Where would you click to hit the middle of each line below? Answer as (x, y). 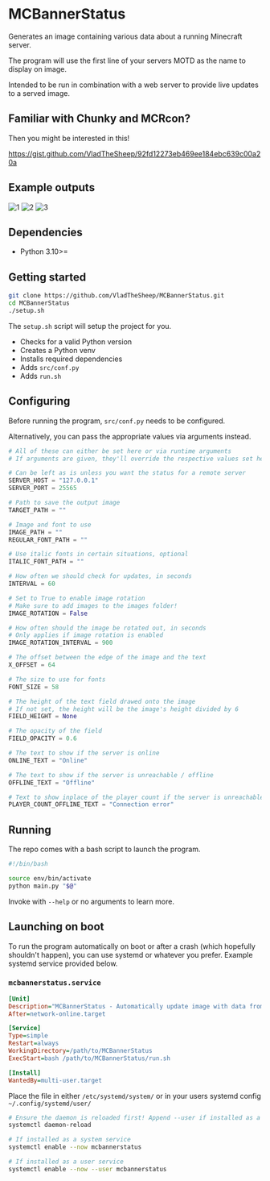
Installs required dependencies (71, 359)
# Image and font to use (50, 525)
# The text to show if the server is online (84, 753)
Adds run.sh (41, 376)
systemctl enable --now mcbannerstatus (75, 1147)
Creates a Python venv (58, 350)
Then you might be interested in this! (69, 138)
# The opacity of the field (55, 731)
